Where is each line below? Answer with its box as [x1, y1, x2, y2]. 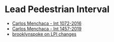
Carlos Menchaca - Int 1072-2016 [12, 20, 82, 26]
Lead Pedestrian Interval [5, 4, 109, 15]
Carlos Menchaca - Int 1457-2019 [12, 25, 82, 31]
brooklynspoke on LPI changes [12, 31, 77, 37]
